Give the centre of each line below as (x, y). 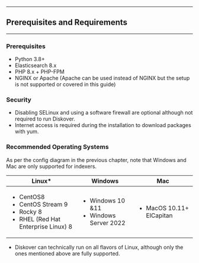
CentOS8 (32, 197)
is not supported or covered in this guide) (65, 84)
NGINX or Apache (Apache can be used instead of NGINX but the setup (102, 78)
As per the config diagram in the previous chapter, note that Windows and (96, 160)
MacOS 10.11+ (168, 208)
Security (19, 100)
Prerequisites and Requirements (67, 22)
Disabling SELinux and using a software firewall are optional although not (104, 113)
